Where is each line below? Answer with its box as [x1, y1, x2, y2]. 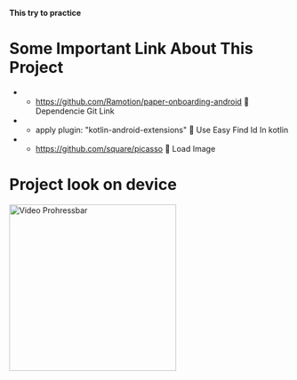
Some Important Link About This [9, 39, 253, 59]
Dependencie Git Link [35, 106, 115, 116]
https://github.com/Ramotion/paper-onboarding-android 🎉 [35, 96, 250, 107]
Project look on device [9, 175, 178, 194]
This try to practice [9, 8, 82, 18]
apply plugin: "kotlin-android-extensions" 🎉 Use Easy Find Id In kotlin [35, 124, 289, 135]
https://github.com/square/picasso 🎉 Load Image [35, 143, 216, 154]
